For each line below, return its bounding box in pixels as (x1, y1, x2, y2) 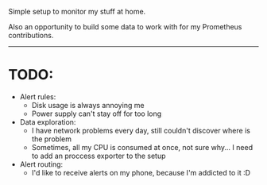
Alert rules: (19, 91, 56, 102)
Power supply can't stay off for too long (31, 109, 162, 118)
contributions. (8, 31, 54, 40)
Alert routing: (19, 159, 64, 169)
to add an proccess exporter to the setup (31, 151, 166, 160)
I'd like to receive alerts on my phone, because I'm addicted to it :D (31, 168, 251, 177)
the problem (31, 134, 72, 144)
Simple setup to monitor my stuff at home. (8, 7, 146, 16)
